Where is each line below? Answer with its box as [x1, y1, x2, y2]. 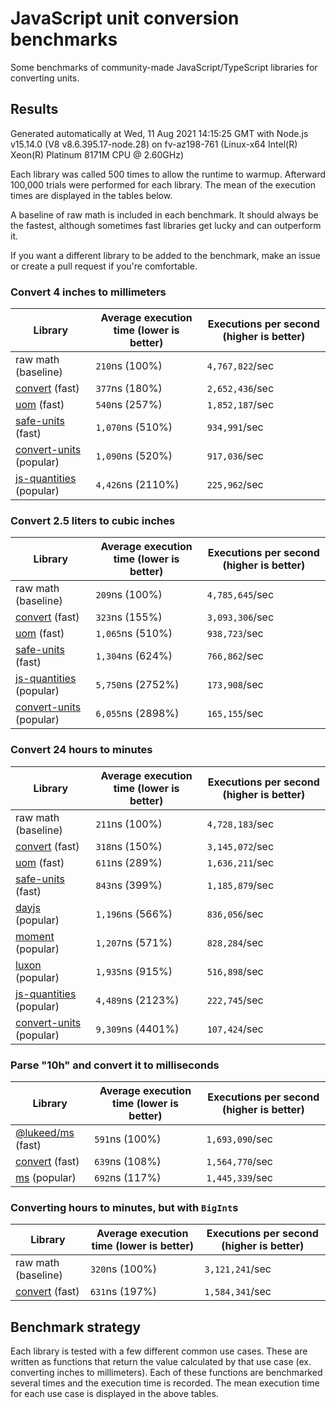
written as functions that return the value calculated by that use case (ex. [10, 1356, 312, 1368]
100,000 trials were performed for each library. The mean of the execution [10, 178, 317, 191]
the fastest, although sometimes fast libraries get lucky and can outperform [10, 219, 322, 231]
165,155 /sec [206, 707, 264, 721]
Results [10, 101, 59, 118]
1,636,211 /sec [206, 855, 275, 869]
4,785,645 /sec [206, 588, 275, 602]
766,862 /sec [206, 649, 264, 663]
